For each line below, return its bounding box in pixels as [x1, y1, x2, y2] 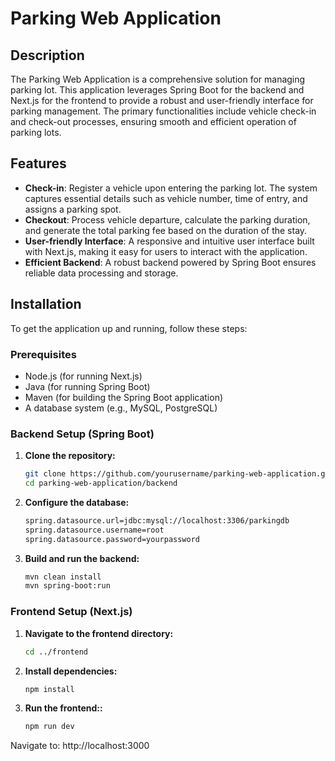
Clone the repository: [24, 450, 116, 462]
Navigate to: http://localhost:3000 [10, 740, 150, 752]
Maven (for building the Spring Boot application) [24, 391, 224, 403]
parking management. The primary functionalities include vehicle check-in [10, 105, 317, 117]
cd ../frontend [24, 647, 89, 657]
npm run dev [24, 722, 75, 732]
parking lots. [10, 127, 62, 138]
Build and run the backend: [24, 552, 140, 564]
